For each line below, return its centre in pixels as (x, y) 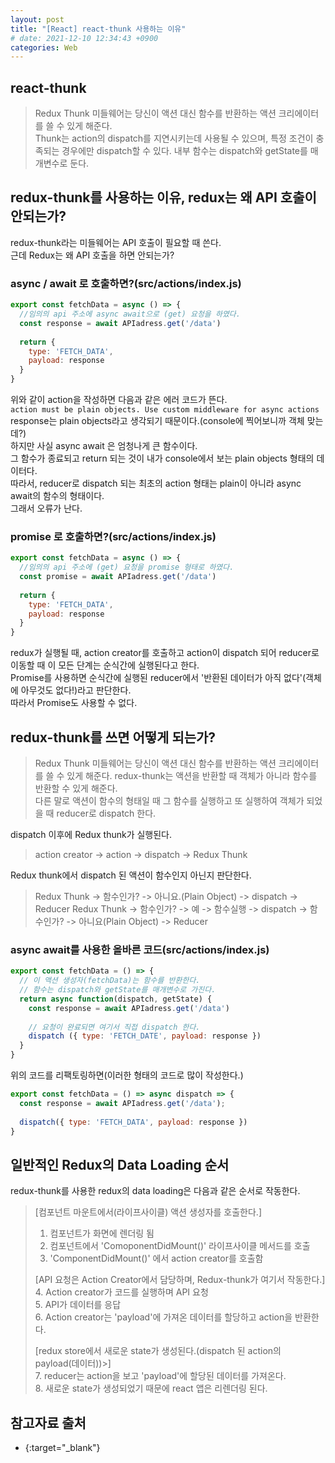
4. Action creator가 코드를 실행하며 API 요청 (121, 1292)
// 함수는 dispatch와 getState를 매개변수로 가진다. (118, 990)
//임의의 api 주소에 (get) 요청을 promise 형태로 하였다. (127, 567)
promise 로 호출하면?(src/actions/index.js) (113, 536)
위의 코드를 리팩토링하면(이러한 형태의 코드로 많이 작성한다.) (127, 1075)
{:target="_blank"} (62, 1448)
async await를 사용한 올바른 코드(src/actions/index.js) (140, 949)
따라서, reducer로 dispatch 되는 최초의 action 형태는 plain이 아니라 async (156, 483)
